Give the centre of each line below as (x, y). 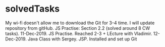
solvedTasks (32, 9)
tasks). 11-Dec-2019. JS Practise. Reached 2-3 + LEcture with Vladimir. (79, 33)
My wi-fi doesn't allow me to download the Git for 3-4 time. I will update (80, 23)
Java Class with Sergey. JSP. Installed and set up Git (82, 39)
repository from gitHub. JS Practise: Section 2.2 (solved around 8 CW (78, 28)
